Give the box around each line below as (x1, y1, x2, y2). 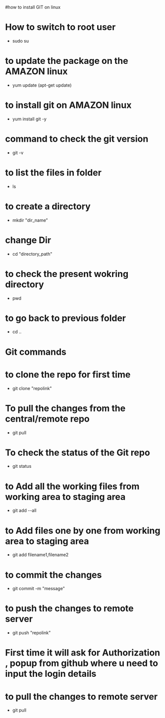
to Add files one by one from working (5, 525, 161, 536)
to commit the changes (5, 569, 102, 580)
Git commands (5, 346, 67, 357)
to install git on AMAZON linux (5, 100, 132, 111)
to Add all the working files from (5, 481, 140, 492)
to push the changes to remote (5, 603, 134, 614)
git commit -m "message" (12, 586, 65, 592)
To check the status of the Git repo (5, 447, 150, 458)
